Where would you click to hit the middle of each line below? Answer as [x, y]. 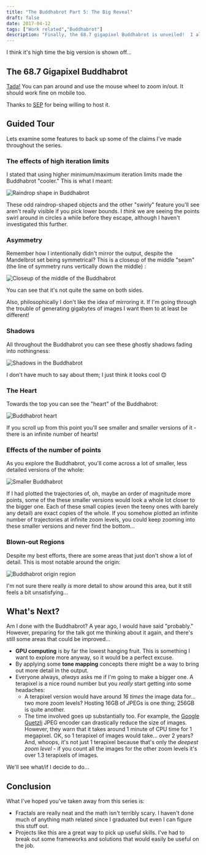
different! [18, 315]
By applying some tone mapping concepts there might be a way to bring [107, 664]
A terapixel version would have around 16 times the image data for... [110, 697]
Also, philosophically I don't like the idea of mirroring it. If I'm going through [101, 302]
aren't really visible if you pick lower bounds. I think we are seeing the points [103, 211]
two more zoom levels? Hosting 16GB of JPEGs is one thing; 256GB [109, 703]
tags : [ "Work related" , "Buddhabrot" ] [55, 29]
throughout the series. [34, 145]
